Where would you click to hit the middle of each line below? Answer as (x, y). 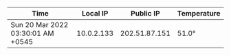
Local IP (95, 13)
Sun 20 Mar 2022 (40, 25)
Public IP (145, 13)
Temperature (199, 13)
